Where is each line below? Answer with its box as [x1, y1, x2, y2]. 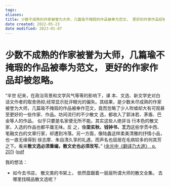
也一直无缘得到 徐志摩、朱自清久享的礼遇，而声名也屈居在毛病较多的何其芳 [5, 137, 162, 143]
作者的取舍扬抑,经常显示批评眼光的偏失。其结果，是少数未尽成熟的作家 [14, 99, 162, 105]
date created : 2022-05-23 [5, 21, 60, 27]
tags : [5, 7, 17, 13]
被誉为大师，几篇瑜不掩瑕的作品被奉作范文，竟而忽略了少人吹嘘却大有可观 [5, 105, 160, 111]
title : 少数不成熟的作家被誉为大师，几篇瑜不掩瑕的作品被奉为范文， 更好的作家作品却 [5, 17, 163, 22]
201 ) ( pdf [5, 149, 24, 155]
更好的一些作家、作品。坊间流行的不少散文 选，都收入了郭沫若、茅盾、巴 [9, 112, 162, 118]
